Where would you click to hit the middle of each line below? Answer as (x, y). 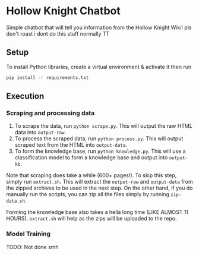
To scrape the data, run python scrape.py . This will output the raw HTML (104, 126)
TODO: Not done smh (32, 247)
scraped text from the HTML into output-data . (71, 145)
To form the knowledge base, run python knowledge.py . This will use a (100, 151)
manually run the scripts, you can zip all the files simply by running (88, 194)
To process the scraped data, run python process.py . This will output (99, 138)
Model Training (29, 234)
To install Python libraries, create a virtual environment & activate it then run (99, 67)
